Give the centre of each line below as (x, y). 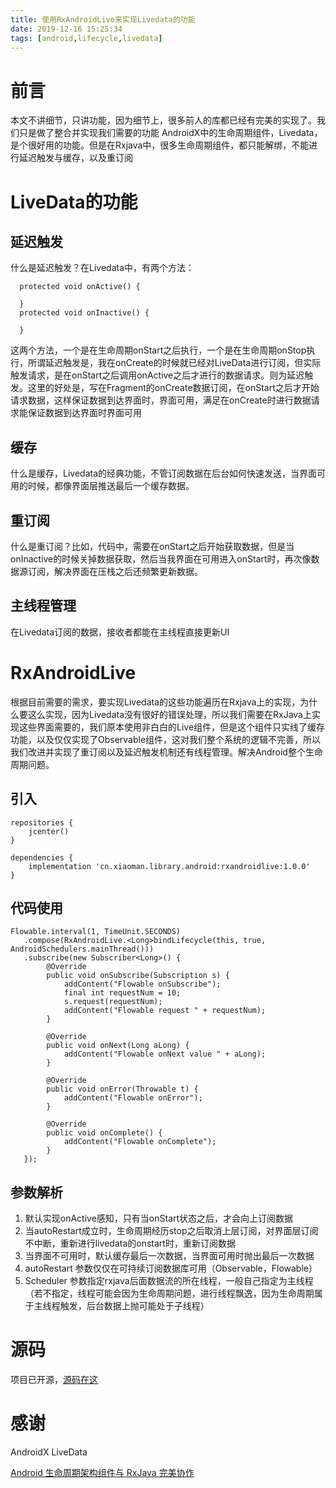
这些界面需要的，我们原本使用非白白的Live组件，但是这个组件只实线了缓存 (172, 727)
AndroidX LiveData (49, 1452)
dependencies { (42, 857)
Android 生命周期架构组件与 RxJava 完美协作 (102, 1472)
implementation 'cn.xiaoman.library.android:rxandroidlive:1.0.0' (169, 866)
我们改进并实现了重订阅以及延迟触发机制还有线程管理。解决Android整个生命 (166, 752)
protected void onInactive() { (84, 313)
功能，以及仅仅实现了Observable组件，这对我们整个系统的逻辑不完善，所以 (166, 739)
